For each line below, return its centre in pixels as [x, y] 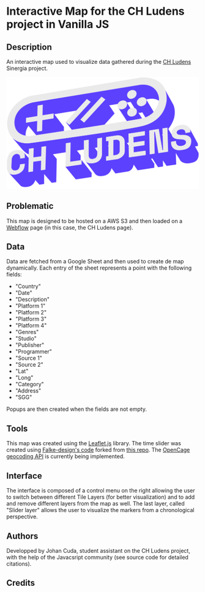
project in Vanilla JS [58, 24]
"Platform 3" [31, 319]
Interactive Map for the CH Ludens [95, 11]
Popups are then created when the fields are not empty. [76, 409]
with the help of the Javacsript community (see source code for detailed [97, 557]
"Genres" [27, 332]
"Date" [24, 293]
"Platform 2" [31, 313]
